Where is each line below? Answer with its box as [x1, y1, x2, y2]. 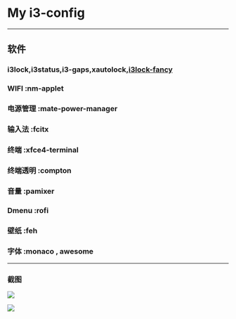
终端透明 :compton [7, 165, 72, 175]
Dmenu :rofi [7, 205, 49, 215]
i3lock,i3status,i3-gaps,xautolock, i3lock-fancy [7, 65, 173, 74]
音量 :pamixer [7, 186, 55, 196]
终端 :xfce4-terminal [7, 145, 79, 155]
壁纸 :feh [7, 226, 38, 235]
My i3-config [7, 5, 86, 21]
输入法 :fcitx [7, 124, 49, 134]
